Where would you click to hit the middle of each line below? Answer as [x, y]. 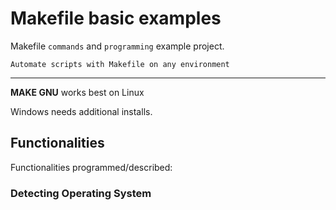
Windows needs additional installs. [81, 111]
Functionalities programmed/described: [91, 167]
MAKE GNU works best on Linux [77, 92]
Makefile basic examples [116, 18]
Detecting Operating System [81, 193]
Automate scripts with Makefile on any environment [120, 64]
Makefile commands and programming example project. [117, 46]
